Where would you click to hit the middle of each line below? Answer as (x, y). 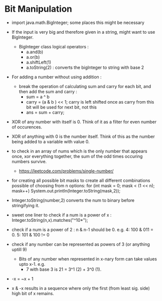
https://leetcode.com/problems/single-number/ (66, 171)
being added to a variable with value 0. (50, 141)
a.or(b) (33, 57)
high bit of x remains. (33, 293)
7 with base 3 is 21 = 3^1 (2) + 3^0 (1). (64, 269)
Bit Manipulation (38, 9)
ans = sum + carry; (45, 112)
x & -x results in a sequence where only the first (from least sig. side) (81, 288)
